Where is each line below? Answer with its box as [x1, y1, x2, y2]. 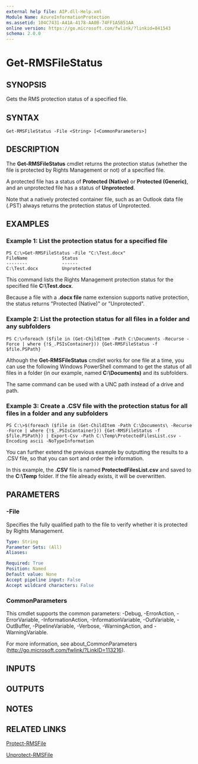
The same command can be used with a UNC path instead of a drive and [6, 380, 184, 388]
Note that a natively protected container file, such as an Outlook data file [6, 195, 184, 203]
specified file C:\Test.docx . [6, 283, 74, 290]
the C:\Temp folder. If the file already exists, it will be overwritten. [6, 473, 166, 480]
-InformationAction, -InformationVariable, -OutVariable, [41, 617, 176, 624]
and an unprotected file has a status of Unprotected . [6, 184, 135, 191]
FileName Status [6, 255, 78, 261]
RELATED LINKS [6, 724, 66, 734]
